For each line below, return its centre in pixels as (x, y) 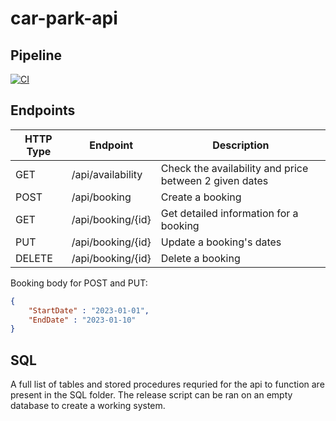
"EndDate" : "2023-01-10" (82, 320)
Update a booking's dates (221, 242)
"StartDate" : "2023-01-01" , (89, 310)
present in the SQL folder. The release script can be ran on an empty (151, 395)
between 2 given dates (214, 180)
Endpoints (43, 110)
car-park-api (64, 18)
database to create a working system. (88, 406)
